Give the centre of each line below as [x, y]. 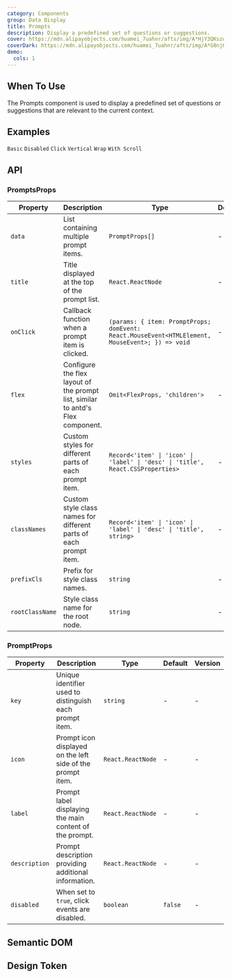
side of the [73, 764]
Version [207, 664]
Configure [79, 365]
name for [78, 608]
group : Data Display [37, 20]
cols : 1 [24, 59]
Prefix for [78, 571]
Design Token [37, 966]
